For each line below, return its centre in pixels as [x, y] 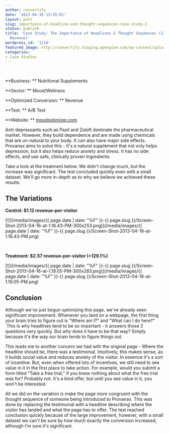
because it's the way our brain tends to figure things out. [64, 337]
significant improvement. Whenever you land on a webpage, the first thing [82, 315]
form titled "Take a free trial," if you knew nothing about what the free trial [82, 373]
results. [13, 183]
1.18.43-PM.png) [22, 236]
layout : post [19, 19]
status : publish [22, 29]
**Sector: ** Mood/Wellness [35, 91]
